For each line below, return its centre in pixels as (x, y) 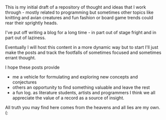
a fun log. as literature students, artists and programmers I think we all (84, 93)
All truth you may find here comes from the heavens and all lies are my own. (83, 107)
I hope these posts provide (32, 67)
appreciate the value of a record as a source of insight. (68, 98)
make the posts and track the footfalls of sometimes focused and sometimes (83, 52)
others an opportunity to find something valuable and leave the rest (81, 87)
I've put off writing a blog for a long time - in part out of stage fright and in (81, 32)
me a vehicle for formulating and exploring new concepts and (75, 77)
